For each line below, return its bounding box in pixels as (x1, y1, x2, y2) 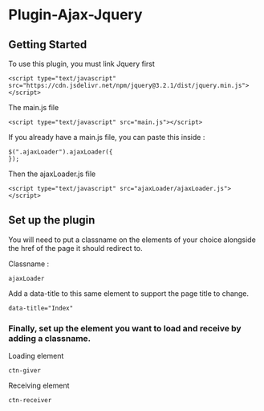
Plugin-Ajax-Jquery (8, 6, 143, 24)
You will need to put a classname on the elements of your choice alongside (8, 235, 257, 245)
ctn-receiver (8, 397, 52, 405)
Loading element (8, 351, 64, 361)
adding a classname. (8, 332, 91, 343)
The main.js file (8, 103, 59, 112)
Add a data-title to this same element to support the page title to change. (8, 288, 250, 298)
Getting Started (8, 38, 87, 51)
